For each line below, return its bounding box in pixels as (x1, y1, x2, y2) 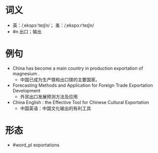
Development (12, 87, 41, 93)
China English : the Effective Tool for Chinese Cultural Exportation (12, 99, 149, 105)
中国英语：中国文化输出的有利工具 (20, 105, 91, 111)
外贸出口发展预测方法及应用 (20, 93, 78, 99)
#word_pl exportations (12, 142, 60, 148)
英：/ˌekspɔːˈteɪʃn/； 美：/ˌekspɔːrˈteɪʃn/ (12, 22, 94, 28)
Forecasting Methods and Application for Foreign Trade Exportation (12, 82, 153, 88)
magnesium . (12, 70, 40, 76)
